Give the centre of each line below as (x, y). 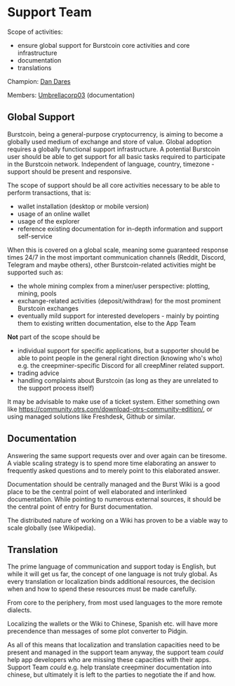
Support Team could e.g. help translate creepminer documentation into (110, 667)
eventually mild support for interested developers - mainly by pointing (118, 316)
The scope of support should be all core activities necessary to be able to (114, 185)
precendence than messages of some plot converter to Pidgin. (98, 631)
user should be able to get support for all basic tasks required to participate (116, 156)
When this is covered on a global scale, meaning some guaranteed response (118, 250)
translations (34, 68)
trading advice (38, 373)
